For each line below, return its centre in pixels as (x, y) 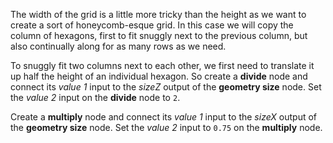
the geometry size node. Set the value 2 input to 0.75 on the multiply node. (166, 127)
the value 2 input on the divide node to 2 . (95, 97)
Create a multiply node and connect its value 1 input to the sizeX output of (164, 117)
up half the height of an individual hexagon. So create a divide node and (159, 76)
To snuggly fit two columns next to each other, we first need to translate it (162, 65)
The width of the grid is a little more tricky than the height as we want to (158, 14)
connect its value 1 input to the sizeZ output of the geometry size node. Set (166, 87)
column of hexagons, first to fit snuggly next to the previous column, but (159, 35)
